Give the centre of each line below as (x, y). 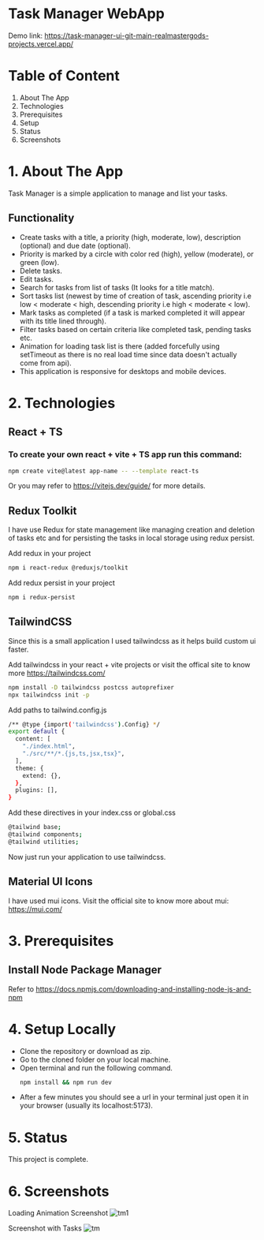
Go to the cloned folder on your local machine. (95, 1059)
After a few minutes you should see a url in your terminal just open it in (134, 1097)
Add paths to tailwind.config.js (58, 710)
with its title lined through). (63, 321)
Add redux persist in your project (62, 583)
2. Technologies (62, 403)
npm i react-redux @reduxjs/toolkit (68, 568)
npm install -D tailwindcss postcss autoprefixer (91, 687)
